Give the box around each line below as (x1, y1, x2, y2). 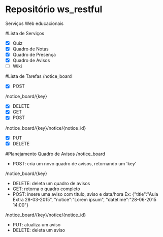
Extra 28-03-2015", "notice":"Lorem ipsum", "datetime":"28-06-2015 (12, 196, 156, 202)
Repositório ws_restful (5, 4, 103, 15)
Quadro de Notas (12, 46, 49, 52)
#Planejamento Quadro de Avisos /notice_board (5, 151, 106, 157)
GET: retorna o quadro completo (12, 186, 80, 192)
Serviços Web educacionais (5, 20, 64, 26)
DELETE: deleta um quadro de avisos (12, 180, 90, 186)
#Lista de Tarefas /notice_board (5, 73, 72, 79)
